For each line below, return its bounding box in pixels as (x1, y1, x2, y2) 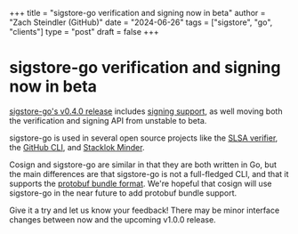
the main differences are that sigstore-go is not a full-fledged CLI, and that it (9, 168, 289, 179)
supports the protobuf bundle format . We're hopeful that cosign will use (9, 178, 272, 189)
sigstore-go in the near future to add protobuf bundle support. (9, 187, 238, 198)
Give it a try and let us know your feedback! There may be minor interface (9, 205, 280, 215)
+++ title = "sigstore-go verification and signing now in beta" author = (9, 8, 266, 18)
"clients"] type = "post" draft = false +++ (9, 27, 160, 36)
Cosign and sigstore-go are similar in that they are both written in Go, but (9, 159, 278, 170)
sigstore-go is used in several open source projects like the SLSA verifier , (9, 133, 278, 143)
